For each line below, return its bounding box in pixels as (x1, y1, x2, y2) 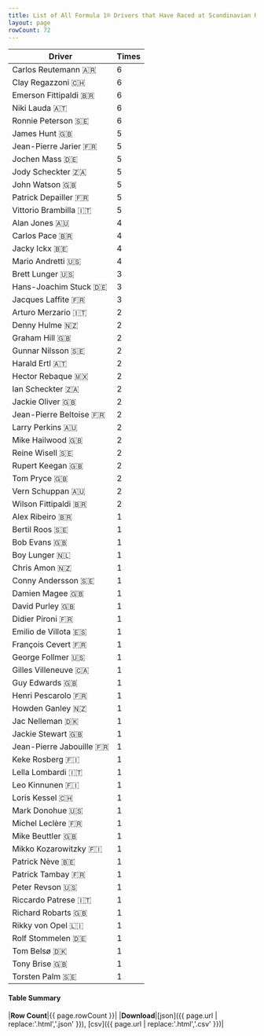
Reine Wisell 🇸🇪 (12, 447, 74, 458)
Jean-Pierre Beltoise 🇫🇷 (12, 410, 106, 421)
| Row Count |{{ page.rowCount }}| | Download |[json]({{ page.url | (8, 1011, 218, 1020)
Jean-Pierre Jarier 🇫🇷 (12, 141, 97, 152)
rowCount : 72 (8, 26, 51, 34)
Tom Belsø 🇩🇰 (12, 946, 68, 957)
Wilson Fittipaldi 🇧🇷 (12, 498, 88, 509)
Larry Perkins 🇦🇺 (12, 422, 78, 433)
